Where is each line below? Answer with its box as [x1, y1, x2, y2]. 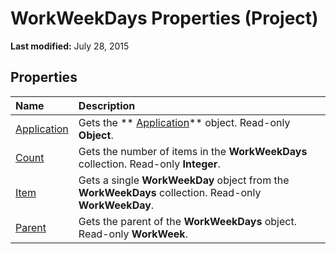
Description [78, 98, 136, 112]
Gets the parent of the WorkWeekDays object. [78, 214, 297, 228]
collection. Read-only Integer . [78, 157, 221, 171]
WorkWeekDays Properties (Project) [10, 7, 319, 30]
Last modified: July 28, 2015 [10, 40, 130, 52]
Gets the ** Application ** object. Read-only [78, 115, 291, 129]
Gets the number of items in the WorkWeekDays [78, 144, 308, 158]
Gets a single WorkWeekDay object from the [78, 173, 290, 187]
